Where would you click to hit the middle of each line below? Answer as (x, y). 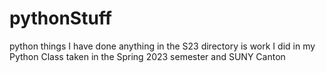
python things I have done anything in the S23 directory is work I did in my (162, 46)
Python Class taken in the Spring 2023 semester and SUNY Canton (147, 56)
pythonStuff (60, 18)
